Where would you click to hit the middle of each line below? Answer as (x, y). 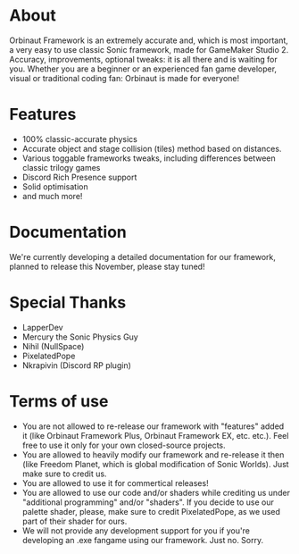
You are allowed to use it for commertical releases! (115, 483)
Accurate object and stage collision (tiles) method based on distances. (152, 148)
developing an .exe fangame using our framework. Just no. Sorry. (143, 540)
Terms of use (59, 401)
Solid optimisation (55, 186)
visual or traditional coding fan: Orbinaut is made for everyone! (124, 78)
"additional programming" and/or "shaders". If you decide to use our (148, 502)
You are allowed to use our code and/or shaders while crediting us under (156, 492)
